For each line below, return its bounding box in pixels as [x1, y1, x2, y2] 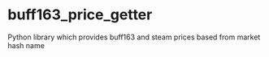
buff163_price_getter [7, 6, 153, 24]
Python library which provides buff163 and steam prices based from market [7, 32, 261, 42]
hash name [7, 40, 46, 50]
